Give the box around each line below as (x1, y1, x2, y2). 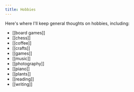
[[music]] (12, 55, 31, 61)
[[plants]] (12, 71, 31, 77)
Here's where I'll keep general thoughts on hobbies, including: (5, 20, 130, 26)
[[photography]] (12, 61, 45, 66)
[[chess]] (12, 35, 31, 41)
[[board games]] (12, 30, 45, 35)
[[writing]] (12, 81, 33, 87)
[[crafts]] (12, 45, 30, 51)
